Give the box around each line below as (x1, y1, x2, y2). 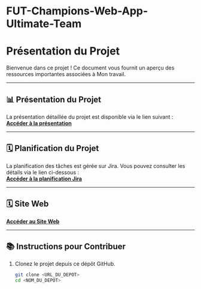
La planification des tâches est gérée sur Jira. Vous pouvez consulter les (6, 162, 185, 169)
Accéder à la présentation (6, 119, 72, 127)
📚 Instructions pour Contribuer (6, 241, 126, 251)
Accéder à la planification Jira (6, 175, 83, 182)
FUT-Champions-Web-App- (6, 4, 148, 18)
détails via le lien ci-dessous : (6, 168, 80, 176)
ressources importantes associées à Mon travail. (6, 71, 126, 78)
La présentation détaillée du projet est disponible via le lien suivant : (6, 113, 173, 121)
